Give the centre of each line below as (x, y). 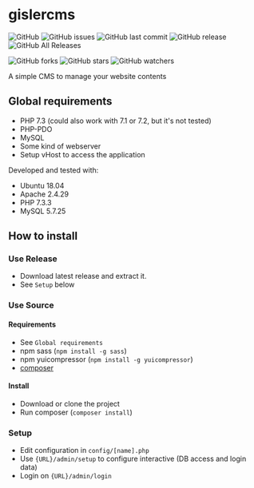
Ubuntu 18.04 (42, 185)
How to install (43, 236)
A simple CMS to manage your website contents (87, 76)
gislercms (42, 15)
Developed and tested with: (54, 170)
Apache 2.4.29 (44, 194)
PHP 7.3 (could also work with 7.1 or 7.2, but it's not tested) (115, 121)
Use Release (33, 259)
